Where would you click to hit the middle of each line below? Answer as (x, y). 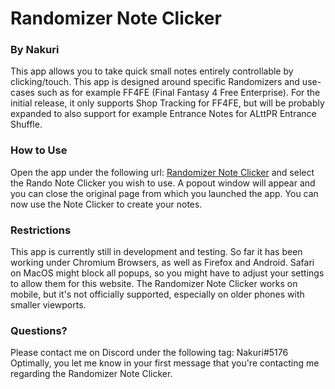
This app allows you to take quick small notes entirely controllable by (152, 71)
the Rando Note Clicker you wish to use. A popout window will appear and (163, 183)
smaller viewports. (48, 305)
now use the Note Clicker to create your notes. (106, 204)
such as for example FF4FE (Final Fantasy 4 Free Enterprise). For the (178, 93)
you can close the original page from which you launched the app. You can (164, 193)
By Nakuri (35, 50)
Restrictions (41, 230)
